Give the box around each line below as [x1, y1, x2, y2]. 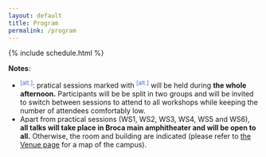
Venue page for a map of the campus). [19, 140, 147, 150]
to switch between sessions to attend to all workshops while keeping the [19, 97, 259, 108]
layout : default [8, 11, 62, 20]
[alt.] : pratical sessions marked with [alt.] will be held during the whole [19, 79, 247, 90]
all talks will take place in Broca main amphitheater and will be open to [19, 123, 256, 132]
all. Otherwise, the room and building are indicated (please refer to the [19, 131, 252, 141]
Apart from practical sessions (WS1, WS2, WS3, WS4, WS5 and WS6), [19, 115, 251, 124]
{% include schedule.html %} [8, 49, 105, 58]
